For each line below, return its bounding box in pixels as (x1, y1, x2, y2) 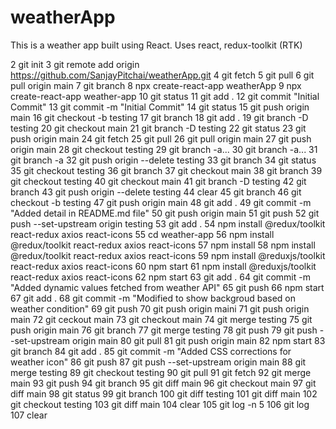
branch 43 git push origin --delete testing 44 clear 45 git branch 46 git (10, 186, 302, 198)
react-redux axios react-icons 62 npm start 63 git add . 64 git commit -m (10, 271, 311, 283)
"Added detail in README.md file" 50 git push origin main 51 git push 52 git (10, 207, 320, 219)
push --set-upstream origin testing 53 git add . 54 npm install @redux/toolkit (10, 217, 326, 230)
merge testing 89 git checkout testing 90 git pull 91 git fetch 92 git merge (10, 366, 312, 378)
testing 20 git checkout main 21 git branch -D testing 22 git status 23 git (10, 122, 307, 134)
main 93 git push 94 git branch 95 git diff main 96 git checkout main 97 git (10, 377, 317, 389)
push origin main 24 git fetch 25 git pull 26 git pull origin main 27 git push (10, 132, 312, 145)
